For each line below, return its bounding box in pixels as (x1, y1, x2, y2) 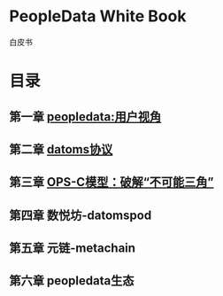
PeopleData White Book (9, 6, 187, 27)
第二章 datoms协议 (9, 142, 113, 157)
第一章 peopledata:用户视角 (9, 109, 162, 124)
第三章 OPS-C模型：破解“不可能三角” (9, 175, 214, 190)
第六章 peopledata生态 (9, 273, 135, 289)
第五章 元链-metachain (9, 241, 135, 256)
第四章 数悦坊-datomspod (9, 207, 152, 222)
